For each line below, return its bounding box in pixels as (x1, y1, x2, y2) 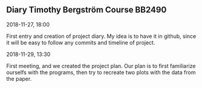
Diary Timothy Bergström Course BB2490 (6, 5, 167, 15)
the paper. (6, 75, 32, 82)
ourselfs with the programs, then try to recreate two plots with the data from (6, 69, 196, 76)
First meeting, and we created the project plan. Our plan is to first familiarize (6, 62, 196, 69)
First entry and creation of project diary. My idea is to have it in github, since (6, 33, 197, 40)
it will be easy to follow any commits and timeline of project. (6, 39, 155, 46)
